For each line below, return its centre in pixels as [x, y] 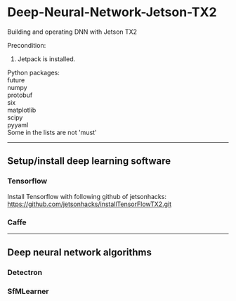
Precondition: [27, 45]
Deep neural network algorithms [80, 253]
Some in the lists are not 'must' [52, 132]
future [16, 80]
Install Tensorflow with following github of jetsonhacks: [87, 196]
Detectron [25, 273]
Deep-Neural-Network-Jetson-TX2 [112, 12]
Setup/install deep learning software [89, 161]
